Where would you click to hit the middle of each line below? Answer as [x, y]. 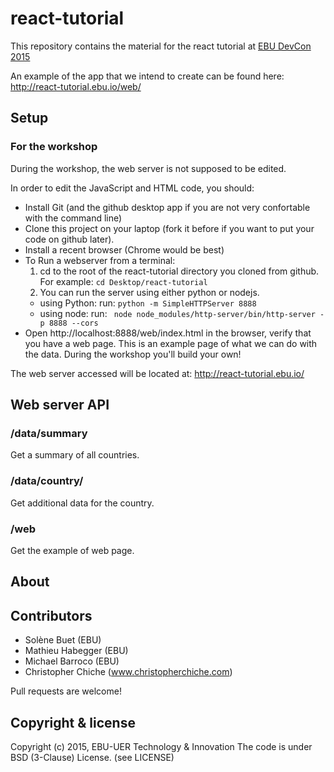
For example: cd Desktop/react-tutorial [123, 281]
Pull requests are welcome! [66, 691]
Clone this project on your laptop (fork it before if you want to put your [169, 228]
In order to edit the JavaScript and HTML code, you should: [132, 188]
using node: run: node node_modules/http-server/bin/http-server [177, 313]
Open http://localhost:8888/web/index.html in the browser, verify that [168, 333]
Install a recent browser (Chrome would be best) [124, 249]
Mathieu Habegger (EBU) [76, 651]
